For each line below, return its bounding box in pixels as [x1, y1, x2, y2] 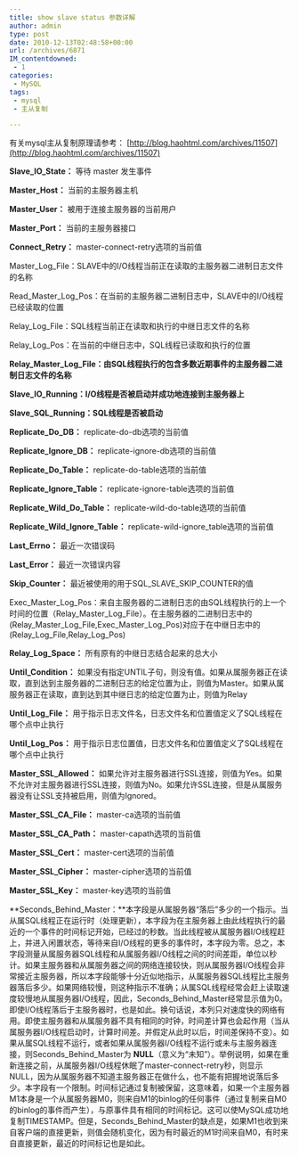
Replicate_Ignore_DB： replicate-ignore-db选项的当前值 [9, 446, 217, 456]
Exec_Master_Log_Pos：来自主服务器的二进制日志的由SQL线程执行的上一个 [9, 597, 287, 608]
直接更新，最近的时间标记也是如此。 [16, 1138, 149, 1149]
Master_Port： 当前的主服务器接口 [9, 223, 136, 234]
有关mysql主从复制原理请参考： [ [9, 137, 131, 148]
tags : [9, 87, 29, 96]
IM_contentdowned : [9, 54, 77, 63]
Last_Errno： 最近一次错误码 [9, 540, 116, 551]
